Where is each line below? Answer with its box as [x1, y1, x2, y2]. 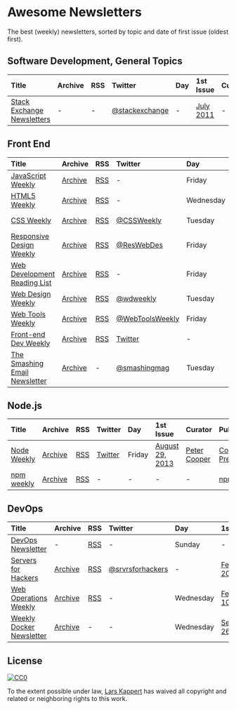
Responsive [11, 231, 50, 241]
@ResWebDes [115, 240, 164, 250]
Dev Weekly [11, 338, 51, 348]
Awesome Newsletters [7, 4, 142, 20]
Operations [11, 594, 48, 603]
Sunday [174, 540, 200, 549]
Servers [11, 556, 37, 565]
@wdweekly [115, 293, 157, 303]
